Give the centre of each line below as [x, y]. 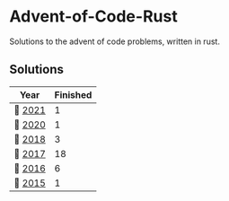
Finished [73, 94]
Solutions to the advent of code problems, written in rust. [114, 41]
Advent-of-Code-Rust [93, 17]
